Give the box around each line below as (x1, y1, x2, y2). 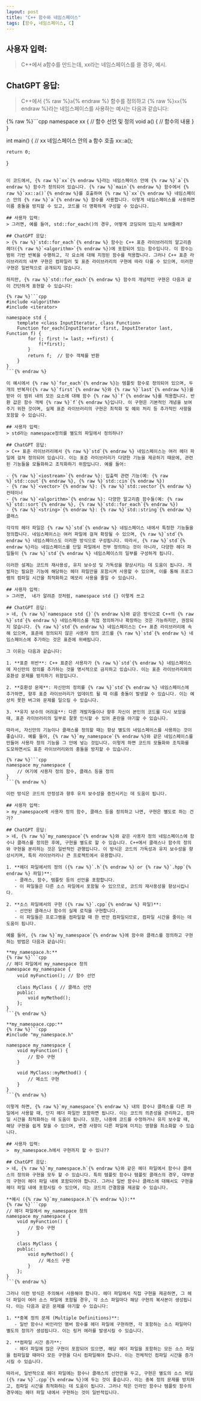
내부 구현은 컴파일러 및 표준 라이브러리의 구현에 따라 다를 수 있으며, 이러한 (29, 259, 193, 265)
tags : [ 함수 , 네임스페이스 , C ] (6, 20, 74, 26)
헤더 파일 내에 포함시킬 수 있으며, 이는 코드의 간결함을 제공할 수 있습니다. (6, 1185, 169, 1191)
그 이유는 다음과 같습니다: (6, 648, 62, 654)
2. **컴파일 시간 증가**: (6, 1340, 62, 1346)
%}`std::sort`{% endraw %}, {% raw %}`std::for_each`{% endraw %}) (6, 501, 179, 507)
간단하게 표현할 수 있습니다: (13, 283, 74, 289)
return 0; (6, 149, 31, 155)
